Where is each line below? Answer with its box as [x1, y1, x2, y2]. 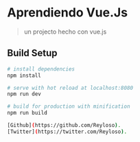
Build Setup [7, 47, 58, 59]
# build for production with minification [7, 103, 130, 110]
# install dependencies [7, 65, 75, 73]
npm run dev [7, 91, 41, 97]
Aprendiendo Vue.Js [7, 5, 128, 21]
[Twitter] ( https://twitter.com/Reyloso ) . [7, 128, 128, 135]
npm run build [7, 110, 48, 117]
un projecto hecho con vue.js [23, 27, 107, 36]
